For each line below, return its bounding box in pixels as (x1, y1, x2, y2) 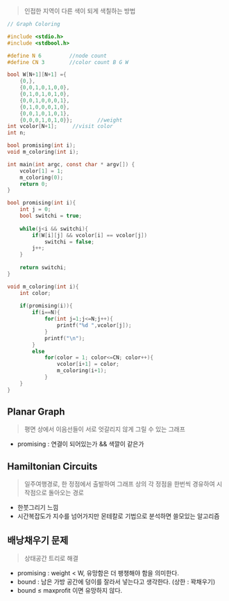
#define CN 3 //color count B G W (7, 58, 129, 65)
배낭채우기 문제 (7, 534, 69, 546)
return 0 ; (19, 180, 49, 187)
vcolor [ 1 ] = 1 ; (19, 167, 64, 175)
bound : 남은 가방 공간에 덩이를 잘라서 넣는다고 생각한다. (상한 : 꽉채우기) (17, 577, 216, 586)
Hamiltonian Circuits (7, 460, 98, 472)
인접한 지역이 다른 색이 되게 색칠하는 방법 (24, 7, 136, 15)
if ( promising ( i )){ (19, 303, 73, 310)
